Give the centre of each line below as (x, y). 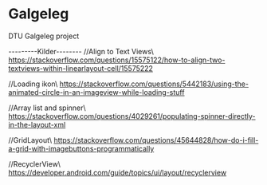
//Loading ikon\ (33, 84)
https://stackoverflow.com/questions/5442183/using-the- (154, 84)
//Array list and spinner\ (47, 108)
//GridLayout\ (30, 140)
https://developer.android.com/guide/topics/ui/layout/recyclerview (118, 172)
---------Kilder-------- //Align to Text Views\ (81, 51)
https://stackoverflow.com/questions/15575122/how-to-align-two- (117, 60)
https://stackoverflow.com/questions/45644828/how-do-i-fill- (156, 140)
